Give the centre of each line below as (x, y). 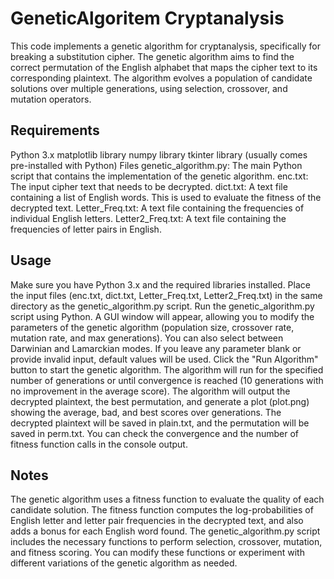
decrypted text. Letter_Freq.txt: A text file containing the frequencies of (157, 208)
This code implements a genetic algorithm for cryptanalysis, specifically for (165, 46)
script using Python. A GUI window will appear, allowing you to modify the (162, 316)
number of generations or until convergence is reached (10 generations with (167, 380)
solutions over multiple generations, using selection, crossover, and (149, 88)
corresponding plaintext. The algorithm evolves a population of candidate (161, 78)
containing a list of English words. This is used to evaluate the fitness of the (166, 197)
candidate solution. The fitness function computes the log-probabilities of (162, 510)
